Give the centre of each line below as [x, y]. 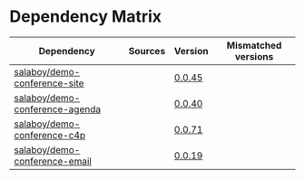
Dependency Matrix [85, 17]
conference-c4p [50, 135]
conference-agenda [58, 108]
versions [254, 56]
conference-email [53, 161]
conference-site [49, 83]
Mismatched [254, 45]
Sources [147, 51]
